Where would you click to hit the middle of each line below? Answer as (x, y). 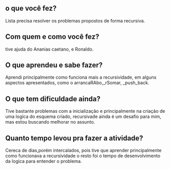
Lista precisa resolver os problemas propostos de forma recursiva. (75, 20)
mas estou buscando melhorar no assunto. (50, 122)
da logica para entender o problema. (44, 161)
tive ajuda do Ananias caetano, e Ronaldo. (50, 49)
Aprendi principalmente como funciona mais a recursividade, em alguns (81, 77)
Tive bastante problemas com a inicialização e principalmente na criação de (85, 111)
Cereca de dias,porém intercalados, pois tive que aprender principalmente (83, 151)
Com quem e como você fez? (52, 37)
